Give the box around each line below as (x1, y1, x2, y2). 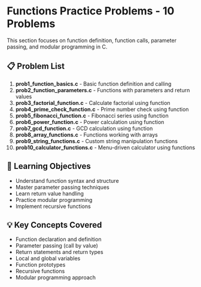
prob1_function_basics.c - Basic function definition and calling (15, 80, 172, 87)
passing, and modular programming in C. (7, 43, 108, 50)
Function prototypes (15, 261, 66, 268)
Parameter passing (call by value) (15, 242, 98, 249)
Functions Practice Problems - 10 (7, 4, 175, 18)
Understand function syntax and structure (15, 177, 119, 184)
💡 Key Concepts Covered (7, 220, 102, 230)
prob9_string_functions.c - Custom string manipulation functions (15, 137, 178, 144)
